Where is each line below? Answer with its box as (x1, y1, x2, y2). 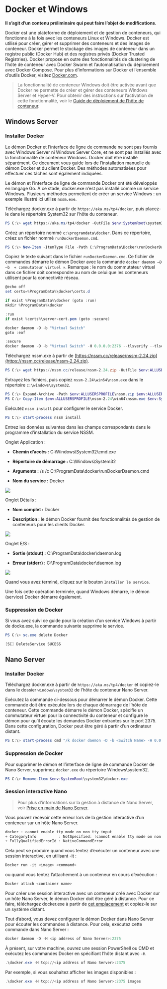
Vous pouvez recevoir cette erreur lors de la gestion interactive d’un (5, 814, 144, 820)
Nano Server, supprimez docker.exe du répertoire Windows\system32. (5, 766, 149, 772)
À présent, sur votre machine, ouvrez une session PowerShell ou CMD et (5, 945, 154, 951)
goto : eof (5, 330, 26, 335)
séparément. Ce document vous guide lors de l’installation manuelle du (5, 160, 151, 166)
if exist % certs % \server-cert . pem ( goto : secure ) (5, 316, 110, 322)
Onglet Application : (5, 439, 46, 445)
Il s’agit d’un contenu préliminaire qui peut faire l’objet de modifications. (5, 20, 157, 26)
